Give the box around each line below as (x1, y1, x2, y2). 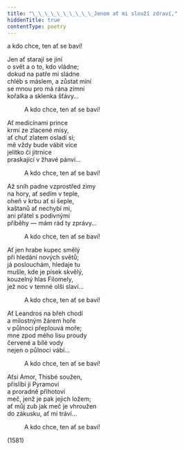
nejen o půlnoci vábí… (7, 346, 71, 355)
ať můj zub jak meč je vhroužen (7, 402, 97, 411)
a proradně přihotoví (7, 388, 66, 396)
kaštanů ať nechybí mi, (7, 205, 73, 213)
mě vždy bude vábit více (7, 141, 77, 149)
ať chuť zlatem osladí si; (7, 133, 75, 142)
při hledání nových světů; (7, 253, 80, 261)
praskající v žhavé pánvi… (7, 156, 81, 164)
